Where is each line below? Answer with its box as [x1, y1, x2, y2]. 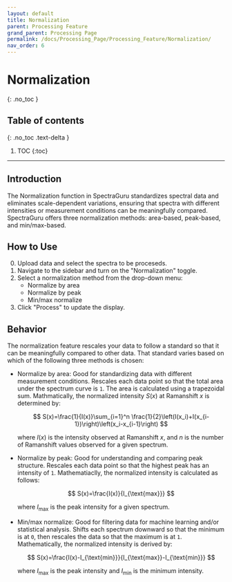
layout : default [7, 10, 54, 17]
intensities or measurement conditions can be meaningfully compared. [7, 206, 209, 214]
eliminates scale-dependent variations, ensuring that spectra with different [7, 198, 220, 207]
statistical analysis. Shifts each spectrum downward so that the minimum [17, 525, 225, 533]
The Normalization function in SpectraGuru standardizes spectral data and [7, 191, 219, 200]
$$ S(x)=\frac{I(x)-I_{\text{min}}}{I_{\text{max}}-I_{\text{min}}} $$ [27, 553, 215, 561]
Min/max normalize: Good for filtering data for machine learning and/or [17, 518, 220, 526]
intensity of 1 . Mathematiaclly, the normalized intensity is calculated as [17, 469, 219, 477]
